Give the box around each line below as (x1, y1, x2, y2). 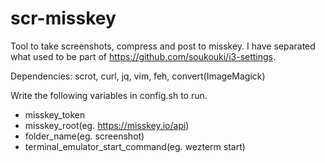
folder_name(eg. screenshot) (24, 130, 145, 142)
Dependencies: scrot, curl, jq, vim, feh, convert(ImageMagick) (10, 70, 266, 82)
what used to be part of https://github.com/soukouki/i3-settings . (10, 50, 277, 62)
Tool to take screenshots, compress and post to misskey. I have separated (10, 40, 316, 52)
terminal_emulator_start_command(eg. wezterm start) (24, 140, 246, 152)
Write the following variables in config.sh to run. (10, 89, 208, 101)
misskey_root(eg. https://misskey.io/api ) (24, 119, 190, 131)
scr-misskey (10, 7, 117, 30)
